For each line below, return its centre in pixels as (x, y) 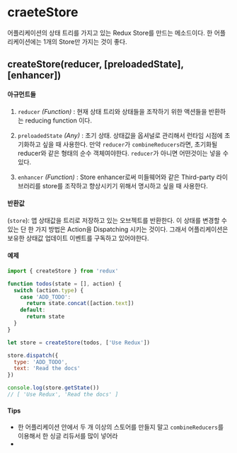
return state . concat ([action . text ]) (80, 304)
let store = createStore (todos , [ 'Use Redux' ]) (79, 343)
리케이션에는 (25, 41)
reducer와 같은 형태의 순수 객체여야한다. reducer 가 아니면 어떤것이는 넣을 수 (123, 153)
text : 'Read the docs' (47, 369)
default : (33, 310)
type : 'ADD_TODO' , (41, 362)
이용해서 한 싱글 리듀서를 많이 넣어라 (68, 436)
